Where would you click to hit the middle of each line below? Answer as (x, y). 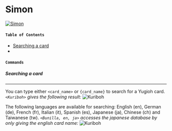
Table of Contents (25, 35)
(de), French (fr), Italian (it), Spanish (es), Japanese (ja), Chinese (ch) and (83, 112)
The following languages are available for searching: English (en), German (83, 106)
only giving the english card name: (42, 123)
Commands (15, 62)
